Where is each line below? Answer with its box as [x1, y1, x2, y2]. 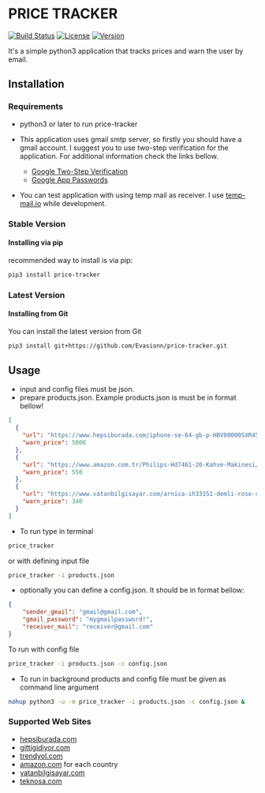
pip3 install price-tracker [8, 270, 101, 279]
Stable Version [8, 218, 66, 229]
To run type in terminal [19, 526, 94, 536]
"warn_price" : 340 [22, 498, 83, 505]
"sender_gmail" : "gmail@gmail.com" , [22, 608, 144, 616]
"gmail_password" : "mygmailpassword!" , [22, 615, 154, 624]
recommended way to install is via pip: [8, 255, 133, 265]
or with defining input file [8, 556, 90, 566]
